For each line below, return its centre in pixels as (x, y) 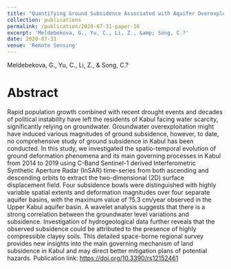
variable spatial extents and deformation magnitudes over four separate (109, 192)
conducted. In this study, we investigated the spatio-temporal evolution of (112, 148)
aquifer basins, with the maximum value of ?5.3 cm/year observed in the (109, 200)
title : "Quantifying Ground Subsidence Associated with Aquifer (101, 13)
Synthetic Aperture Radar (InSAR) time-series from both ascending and (108, 170)
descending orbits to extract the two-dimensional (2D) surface (96, 177)
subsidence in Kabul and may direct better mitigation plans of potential (107, 250)
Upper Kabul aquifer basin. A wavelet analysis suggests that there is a (106, 206)
